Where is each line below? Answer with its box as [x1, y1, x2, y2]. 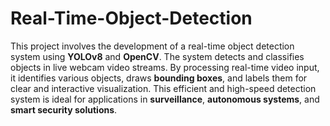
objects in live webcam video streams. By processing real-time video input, [10, 61, 320, 73]
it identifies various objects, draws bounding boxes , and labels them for [10, 72, 308, 84]
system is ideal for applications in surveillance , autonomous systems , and [10, 93, 320, 105]
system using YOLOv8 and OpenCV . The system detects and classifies [10, 50, 305, 62]
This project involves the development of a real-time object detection [10, 40, 295, 52]
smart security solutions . [10, 103, 118, 116]
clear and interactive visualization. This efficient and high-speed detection [10, 82, 317, 94]
